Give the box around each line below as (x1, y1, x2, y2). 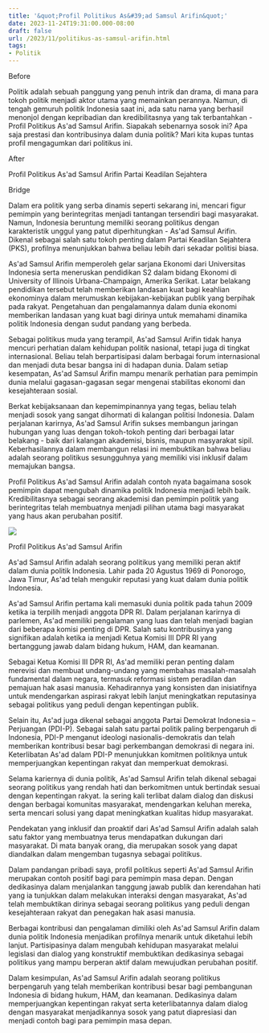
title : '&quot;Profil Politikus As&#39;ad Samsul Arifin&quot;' (8, 11, 228, 20)
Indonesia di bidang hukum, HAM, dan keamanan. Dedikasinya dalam (8, 990, 238, 999)
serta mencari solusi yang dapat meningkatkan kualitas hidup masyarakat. (8, 808, 254, 817)
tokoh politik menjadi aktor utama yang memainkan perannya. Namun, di (8, 96, 247, 105)
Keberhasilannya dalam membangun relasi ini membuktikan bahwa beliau (8, 444, 251, 453)
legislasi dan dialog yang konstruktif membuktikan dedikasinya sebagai (8, 949, 244, 958)
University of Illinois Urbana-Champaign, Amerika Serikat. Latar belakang (8, 276, 251, 286)
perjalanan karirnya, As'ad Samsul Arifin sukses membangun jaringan (8, 419, 238, 428)
